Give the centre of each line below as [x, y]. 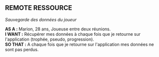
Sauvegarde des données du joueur [41, 19]
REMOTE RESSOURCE [39, 8]
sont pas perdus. [22, 49]
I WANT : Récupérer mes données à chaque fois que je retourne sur [73, 34]
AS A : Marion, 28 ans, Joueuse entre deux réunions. [58, 29]
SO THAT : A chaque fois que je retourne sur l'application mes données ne [79, 44]
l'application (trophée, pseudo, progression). [50, 39]
